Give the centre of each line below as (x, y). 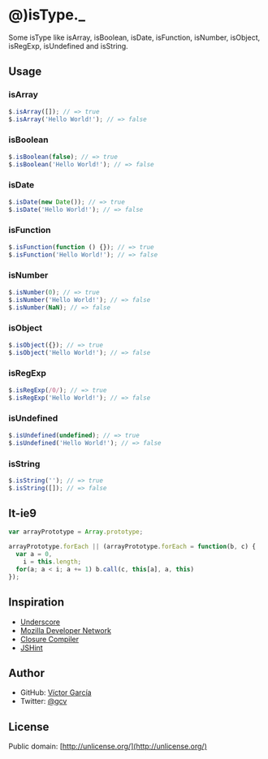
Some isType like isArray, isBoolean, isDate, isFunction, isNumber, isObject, (134, 37)
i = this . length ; (52, 562)
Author (26, 673)
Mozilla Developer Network (66, 630)
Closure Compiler (50, 639)
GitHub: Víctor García (56, 692)
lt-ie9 (23, 513)
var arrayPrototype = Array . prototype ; (76, 532)
